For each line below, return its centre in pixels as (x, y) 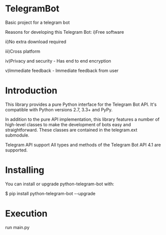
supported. (16, 150)
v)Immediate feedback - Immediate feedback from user (62, 71)
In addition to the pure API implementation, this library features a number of (83, 119)
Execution (26, 214)
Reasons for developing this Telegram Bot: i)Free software (65, 32)
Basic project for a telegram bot (38, 22)
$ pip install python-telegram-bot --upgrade (50, 193)
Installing (25, 170)
